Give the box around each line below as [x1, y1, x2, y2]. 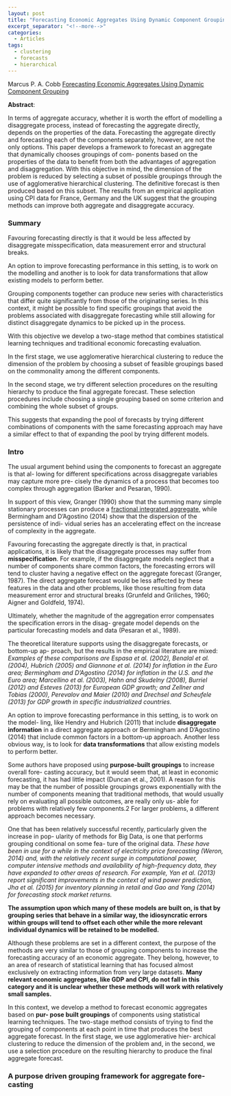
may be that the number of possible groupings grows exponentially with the [8, 783, 221, 791]
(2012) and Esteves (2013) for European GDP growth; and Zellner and [8, 683, 204, 692]
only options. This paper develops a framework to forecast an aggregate [8, 143, 212, 151]
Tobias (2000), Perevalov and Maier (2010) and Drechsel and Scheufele [8, 690, 212, 699]
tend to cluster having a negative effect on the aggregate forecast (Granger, [8, 570, 222, 578]
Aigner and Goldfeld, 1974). [8, 598, 85, 607]
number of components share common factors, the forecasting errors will [8, 562, 215, 570]
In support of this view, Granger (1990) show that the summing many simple [8, 498, 222, 506]
